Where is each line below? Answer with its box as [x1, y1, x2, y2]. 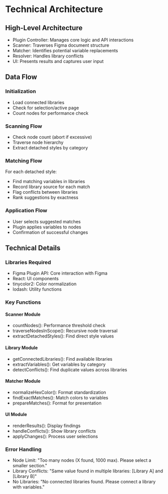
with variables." [12, 484, 45, 490]
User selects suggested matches [12, 218, 81, 224]
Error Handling [5, 446, 42, 453]
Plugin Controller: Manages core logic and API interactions [12, 37, 134, 43]
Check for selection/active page [12, 105, 79, 111]
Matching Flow [5, 157, 42, 164]
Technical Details [5, 243, 61, 252]
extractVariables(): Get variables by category [12, 361, 106, 367]
